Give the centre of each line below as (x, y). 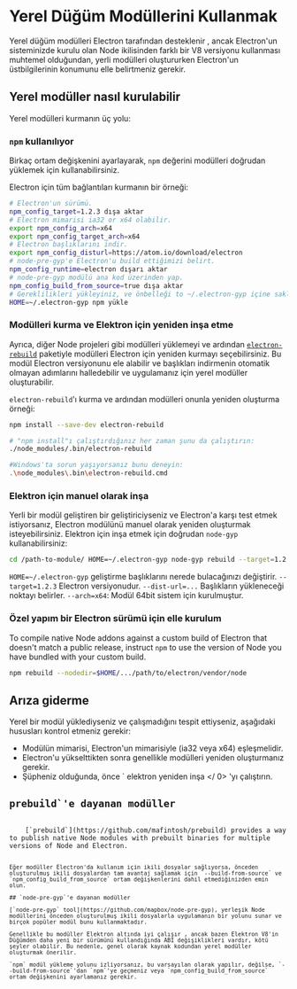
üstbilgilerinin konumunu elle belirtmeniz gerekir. (97, 69)
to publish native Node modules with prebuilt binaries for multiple (140, 838)
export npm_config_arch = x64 (61, 228)
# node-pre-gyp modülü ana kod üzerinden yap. (96, 277)
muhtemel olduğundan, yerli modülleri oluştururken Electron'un (124, 59)
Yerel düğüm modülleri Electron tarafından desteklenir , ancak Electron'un (144, 41)
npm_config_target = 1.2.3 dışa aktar (76, 211)
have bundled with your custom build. (78, 657)
